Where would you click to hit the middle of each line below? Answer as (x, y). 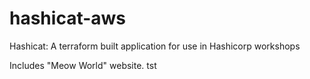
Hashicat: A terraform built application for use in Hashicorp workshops (155, 46)
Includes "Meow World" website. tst (83, 65)
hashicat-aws (68, 18)
